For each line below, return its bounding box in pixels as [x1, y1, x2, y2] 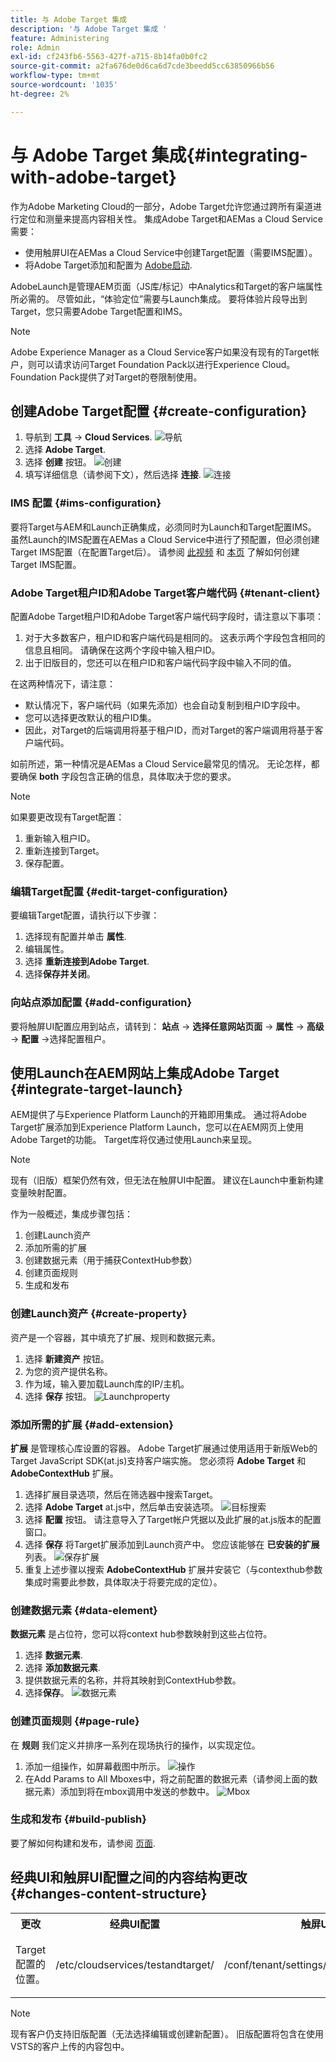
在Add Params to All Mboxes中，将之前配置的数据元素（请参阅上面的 [24, 1772, 310, 1785]
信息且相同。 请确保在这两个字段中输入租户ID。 [24, 644, 221, 656]
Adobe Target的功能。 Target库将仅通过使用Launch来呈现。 [10, 1134, 258, 1146]
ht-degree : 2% [10, 89, 70, 99]
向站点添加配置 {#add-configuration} [10, 996, 193, 1010]
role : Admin [10, 42, 60, 53]
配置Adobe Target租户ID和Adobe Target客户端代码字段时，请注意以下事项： [10, 610, 324, 622]
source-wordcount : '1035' [10, 80, 118, 90]
